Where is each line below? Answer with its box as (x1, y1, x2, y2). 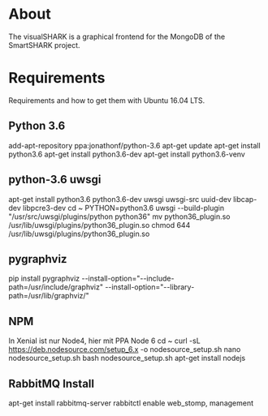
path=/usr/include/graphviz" (8, 282, 104, 292)
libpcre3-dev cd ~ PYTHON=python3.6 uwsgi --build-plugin (23, 203, 225, 212)
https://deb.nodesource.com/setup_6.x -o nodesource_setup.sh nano (8, 345, 241, 354)
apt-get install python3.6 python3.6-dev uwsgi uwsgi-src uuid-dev (8, 194, 231, 204)
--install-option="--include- (80, 273, 175, 284)
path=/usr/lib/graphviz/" (8, 291, 89, 301)
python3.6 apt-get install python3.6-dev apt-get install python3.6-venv (8, 149, 245, 159)
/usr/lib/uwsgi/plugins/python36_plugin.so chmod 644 (8, 220, 191, 229)
